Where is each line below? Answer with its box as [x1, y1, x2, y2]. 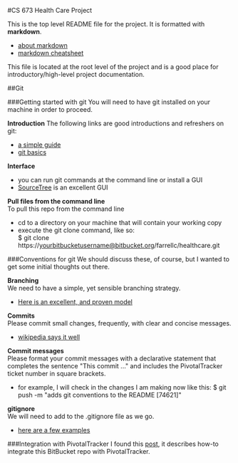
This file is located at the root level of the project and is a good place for [7, 63, 219, 71]
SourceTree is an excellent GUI [17, 183, 108, 192]
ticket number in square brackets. [7, 370, 106, 378]
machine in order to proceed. [7, 105, 93, 113]
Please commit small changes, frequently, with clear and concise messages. [7, 319, 232, 327]
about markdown [17, 41, 68, 49]
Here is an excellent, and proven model [17, 298, 133, 306]
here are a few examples [17, 426, 90, 434]
